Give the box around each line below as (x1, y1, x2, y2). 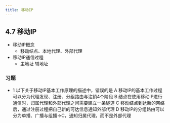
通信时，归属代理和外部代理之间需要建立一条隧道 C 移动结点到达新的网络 (12, 100, 165, 106)
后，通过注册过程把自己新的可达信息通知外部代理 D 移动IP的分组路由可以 (12, 106, 164, 112)
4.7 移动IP (5, 27, 37, 36)
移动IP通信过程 (12, 54, 44, 61)
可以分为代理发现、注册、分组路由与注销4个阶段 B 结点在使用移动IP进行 (12, 93, 163, 99)
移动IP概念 (12, 42, 35, 48)
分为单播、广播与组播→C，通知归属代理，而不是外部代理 (12, 112, 132, 118)
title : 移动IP (5, 7, 34, 13)
